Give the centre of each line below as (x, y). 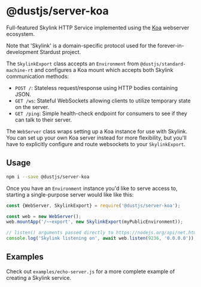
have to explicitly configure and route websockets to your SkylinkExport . (96, 144)
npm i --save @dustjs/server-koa (48, 177)
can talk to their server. (43, 120)
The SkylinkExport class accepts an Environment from (73, 64)
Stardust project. (60, 52)
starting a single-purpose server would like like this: (70, 194)
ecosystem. (21, 34)
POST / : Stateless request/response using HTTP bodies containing (96, 87)
